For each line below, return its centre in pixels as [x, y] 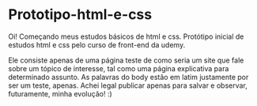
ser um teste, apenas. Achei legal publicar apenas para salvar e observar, [128, 85]
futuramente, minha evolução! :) [60, 93]
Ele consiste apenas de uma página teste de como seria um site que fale [126, 60]
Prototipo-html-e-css [80, 15]
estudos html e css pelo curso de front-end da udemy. [97, 44]
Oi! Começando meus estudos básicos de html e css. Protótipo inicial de [126, 36]
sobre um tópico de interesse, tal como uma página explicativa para [119, 68]
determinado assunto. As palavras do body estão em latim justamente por [128, 77]
